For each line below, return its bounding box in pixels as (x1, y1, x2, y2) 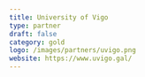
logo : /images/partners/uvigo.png (9, 46, 137, 55)
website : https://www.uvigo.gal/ (9, 54, 133, 63)
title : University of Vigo (9, 12, 109, 22)
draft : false (9, 29, 57, 38)
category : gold (9, 37, 65, 47)
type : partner (9, 21, 62, 30)
